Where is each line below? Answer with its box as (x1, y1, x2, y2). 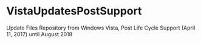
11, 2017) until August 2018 (6, 30, 73, 37)
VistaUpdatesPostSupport (6, 4, 142, 18)
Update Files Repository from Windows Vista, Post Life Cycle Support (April (6, 24, 196, 31)
